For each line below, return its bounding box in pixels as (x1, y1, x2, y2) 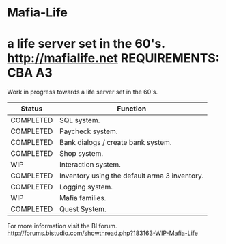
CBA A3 (7, 65, 53, 81)
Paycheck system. (59, 126, 118, 136)
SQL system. (59, 116, 100, 125)
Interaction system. (59, 160, 122, 170)
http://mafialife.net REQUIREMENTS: (7, 51, 220, 66)
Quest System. (59, 204, 107, 214)
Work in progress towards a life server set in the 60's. (7, 87, 158, 96)
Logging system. (59, 182, 113, 192)
